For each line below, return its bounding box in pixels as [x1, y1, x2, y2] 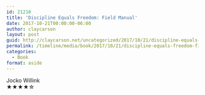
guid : [6, 37, 20, 43]
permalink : [6, 43, 34, 49]
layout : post [6, 32, 40, 38]
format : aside [6, 60, 43, 66]
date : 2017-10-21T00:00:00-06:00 [6, 20, 92, 26]
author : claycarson [6, 26, 56, 32]
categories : [6, 49, 37, 55]
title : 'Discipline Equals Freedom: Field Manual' [6, 15, 138, 21]
